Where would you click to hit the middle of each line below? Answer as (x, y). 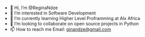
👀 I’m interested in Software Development (53, 13)
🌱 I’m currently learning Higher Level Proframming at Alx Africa (75, 18)
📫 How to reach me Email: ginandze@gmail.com (60, 29)
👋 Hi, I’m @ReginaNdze (34, 8)
